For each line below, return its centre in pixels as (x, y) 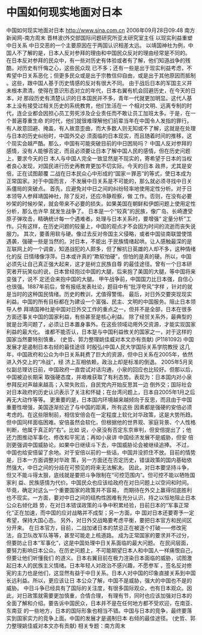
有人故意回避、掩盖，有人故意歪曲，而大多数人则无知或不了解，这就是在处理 (101, 128)
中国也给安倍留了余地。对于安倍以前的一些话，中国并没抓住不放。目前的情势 (101, 452)
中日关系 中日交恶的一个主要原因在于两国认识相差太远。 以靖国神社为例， (97, 45)
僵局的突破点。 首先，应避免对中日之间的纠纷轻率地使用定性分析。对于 (99, 188)
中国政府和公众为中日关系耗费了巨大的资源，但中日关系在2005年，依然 (105, 354)
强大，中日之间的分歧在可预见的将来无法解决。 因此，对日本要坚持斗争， (102, 467)
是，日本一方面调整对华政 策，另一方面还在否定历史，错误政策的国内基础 (96, 460)
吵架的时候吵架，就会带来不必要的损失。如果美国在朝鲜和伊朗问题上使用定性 (101, 203)
